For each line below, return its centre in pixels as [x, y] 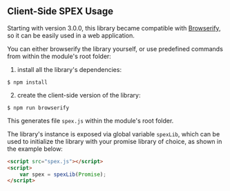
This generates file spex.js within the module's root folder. [90, 120]
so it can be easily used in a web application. [71, 35]
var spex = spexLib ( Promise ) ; [63, 174]
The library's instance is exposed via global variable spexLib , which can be [114, 134]
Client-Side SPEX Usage [60, 11]
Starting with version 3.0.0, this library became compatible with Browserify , [114, 28]
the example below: [35, 149]
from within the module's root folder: [59, 56]
